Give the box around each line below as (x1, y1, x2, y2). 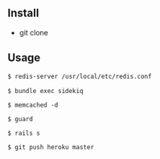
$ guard (7, 115, 34, 123)
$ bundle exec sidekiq (7, 87, 84, 95)
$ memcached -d (7, 100, 59, 109)
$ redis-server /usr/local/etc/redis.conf (7, 72, 152, 80)
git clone (18, 27, 49, 37)
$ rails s (7, 128, 41, 137)
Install (7, 6, 39, 20)
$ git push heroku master (7, 143, 94, 151)
